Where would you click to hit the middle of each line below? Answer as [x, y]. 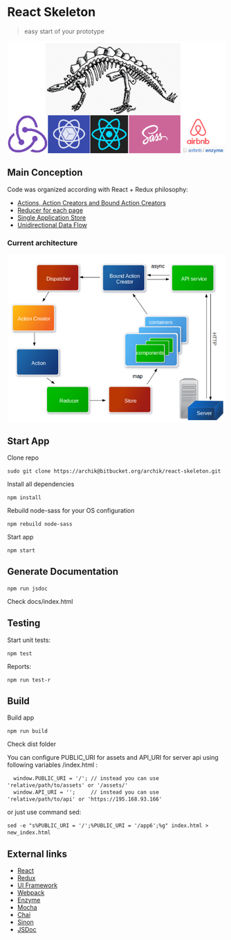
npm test [20, 653]
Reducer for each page [50, 210]
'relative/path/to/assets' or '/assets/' [68, 785]
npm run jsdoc [28, 589]
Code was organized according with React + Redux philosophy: [98, 189]
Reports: [19, 666]
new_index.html [29, 833]
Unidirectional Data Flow [52, 225]
